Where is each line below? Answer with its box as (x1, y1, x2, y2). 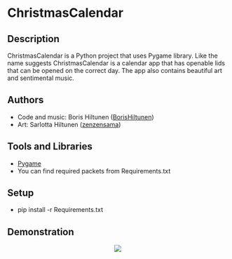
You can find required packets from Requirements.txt (17, 166, 171, 175)
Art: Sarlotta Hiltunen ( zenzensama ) (17, 120, 121, 128)
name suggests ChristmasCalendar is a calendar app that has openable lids (7, 59, 226, 67)
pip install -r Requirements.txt (17, 206, 104, 214)
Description (7, 33, 60, 45)
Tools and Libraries (7, 140, 93, 152)
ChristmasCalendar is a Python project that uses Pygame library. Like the (7, 51, 219, 60)
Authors (7, 94, 44, 106)
